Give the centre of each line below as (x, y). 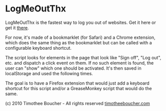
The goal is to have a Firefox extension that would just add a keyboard (77, 83)
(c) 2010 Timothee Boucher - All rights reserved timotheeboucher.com (77, 103)
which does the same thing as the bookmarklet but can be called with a (79, 42)
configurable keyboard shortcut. (38, 48)
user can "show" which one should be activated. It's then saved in (73, 68)
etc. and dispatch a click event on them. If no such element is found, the (79, 63)
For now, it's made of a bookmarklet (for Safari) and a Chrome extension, (80, 37)
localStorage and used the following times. (49, 73)
